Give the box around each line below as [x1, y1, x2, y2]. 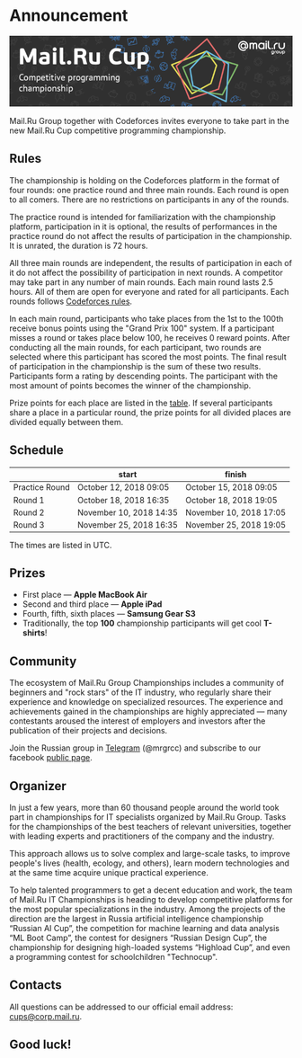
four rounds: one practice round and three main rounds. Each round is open [9, 184, 289, 195]
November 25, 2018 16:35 [77, 520, 178, 530]
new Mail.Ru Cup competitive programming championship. [9, 125, 226, 136]
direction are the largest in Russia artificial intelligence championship [9, 913, 264, 924]
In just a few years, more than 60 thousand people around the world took [9, 802, 280, 813]
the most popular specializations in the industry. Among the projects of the [9, 904, 286, 914]
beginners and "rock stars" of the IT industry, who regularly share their [9, 687, 272, 698]
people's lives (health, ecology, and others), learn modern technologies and [9, 858, 290, 868]
